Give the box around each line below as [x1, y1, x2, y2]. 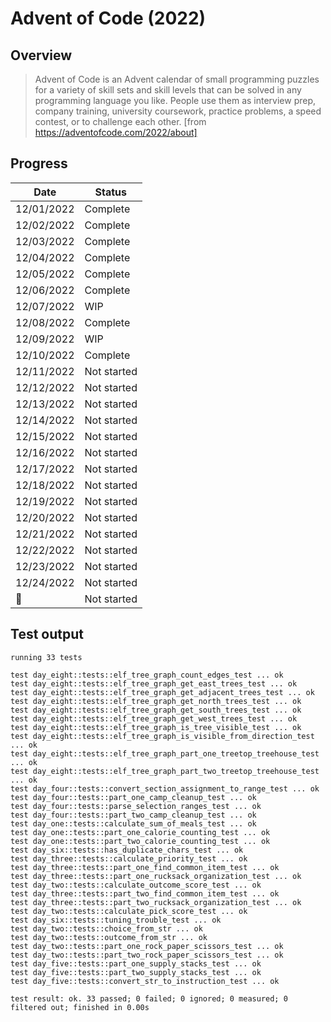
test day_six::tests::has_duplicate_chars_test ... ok [10, 845, 244, 855]
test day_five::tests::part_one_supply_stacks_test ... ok [10, 958, 262, 969]
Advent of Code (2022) [10, 7, 207, 30]
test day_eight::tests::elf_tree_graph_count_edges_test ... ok [10, 670, 284, 680]
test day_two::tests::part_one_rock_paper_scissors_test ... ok [10, 941, 284, 951]
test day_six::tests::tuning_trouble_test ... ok [10, 915, 222, 925]
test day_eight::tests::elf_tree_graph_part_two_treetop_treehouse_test [10, 766, 320, 776]
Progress [10, 155, 68, 172]
